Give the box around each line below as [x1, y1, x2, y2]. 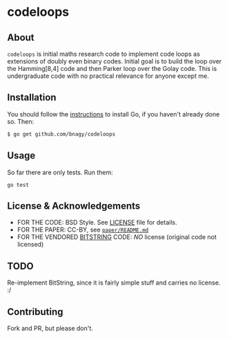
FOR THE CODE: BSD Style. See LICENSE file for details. [17, 218, 177, 227]
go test [7, 181, 30, 188]
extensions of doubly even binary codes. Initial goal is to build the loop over [7, 57, 222, 65]
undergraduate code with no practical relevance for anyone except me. [7, 72, 209, 80]
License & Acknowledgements [7, 200, 141, 212]
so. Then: [7, 117, 34, 125]
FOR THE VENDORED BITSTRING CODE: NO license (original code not [17, 233, 217, 241]
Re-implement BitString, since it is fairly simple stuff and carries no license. [7, 278, 221, 287]
